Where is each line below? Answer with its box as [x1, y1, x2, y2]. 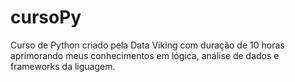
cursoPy [10, 6, 82, 29]
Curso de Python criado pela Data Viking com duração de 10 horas [10, 39, 285, 51]
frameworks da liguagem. [10, 60, 116, 72]
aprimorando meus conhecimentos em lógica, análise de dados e [10, 49, 280, 61]
